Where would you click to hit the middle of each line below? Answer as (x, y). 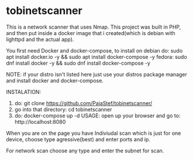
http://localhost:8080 (40, 121)
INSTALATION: (24, 92)
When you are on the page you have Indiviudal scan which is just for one (94, 133)
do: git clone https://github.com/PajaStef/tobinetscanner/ (83, 103)
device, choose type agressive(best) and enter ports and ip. (78, 139)
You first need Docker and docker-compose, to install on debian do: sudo (94, 50)
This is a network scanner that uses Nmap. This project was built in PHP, (94, 27)
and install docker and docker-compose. (55, 81)
